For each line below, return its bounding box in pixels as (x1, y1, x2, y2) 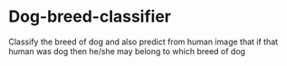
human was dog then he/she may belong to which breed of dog (8, 45, 246, 56)
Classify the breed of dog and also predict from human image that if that (8, 36, 278, 47)
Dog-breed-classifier (8, 6, 171, 27)
